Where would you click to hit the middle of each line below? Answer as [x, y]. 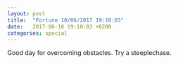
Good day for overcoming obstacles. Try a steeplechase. [90, 53]
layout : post [26, 14]
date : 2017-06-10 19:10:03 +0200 [59, 26]
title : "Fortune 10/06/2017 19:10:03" [66, 20]
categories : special [38, 33]
